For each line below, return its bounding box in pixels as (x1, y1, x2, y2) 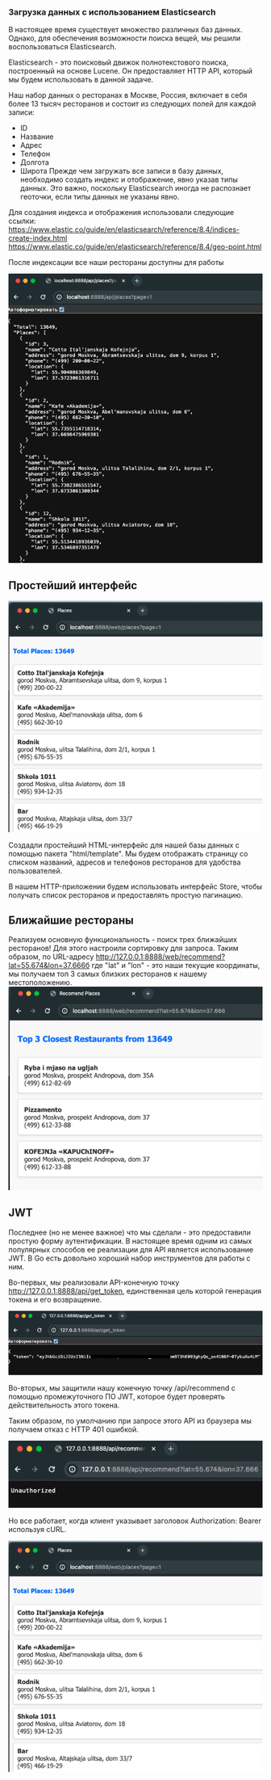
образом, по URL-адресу (8, 952, 94, 962)
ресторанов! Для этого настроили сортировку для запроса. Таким (8, 944, 239, 953)
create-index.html (8, 234, 68, 243)
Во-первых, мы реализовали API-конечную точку (8, 1277, 180, 1287)
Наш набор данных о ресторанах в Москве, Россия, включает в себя (8, 90, 248, 100)
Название (19, 132, 54, 141)
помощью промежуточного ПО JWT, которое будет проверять (8, 1392, 226, 1401)
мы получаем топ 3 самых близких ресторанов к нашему (8, 969, 207, 979)
